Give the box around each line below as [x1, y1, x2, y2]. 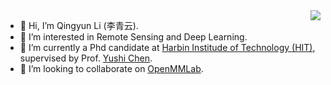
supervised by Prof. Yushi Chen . [19, 52, 153, 64]
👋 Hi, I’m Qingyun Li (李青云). [19, 20, 139, 31]
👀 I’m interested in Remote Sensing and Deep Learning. [19, 31, 248, 43]
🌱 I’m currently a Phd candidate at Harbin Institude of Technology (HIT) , [19, 42, 316, 53]
